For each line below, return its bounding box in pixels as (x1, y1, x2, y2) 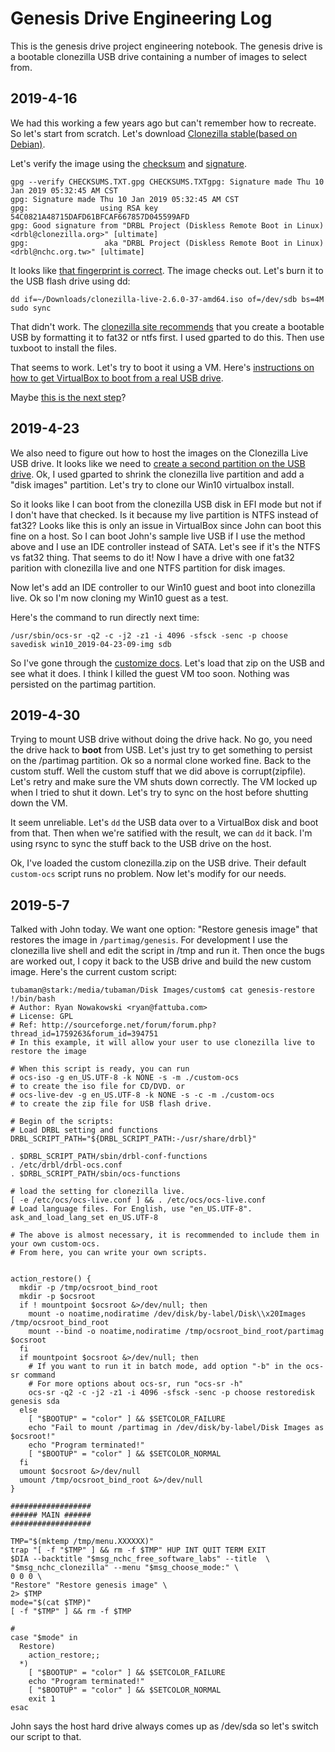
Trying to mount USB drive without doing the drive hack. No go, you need (10, 733, 313, 746)
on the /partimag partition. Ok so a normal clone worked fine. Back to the (10, 755, 312, 767)
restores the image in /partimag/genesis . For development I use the (10, 934, 288, 946)
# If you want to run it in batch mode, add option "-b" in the (28, 1362, 302, 1372)
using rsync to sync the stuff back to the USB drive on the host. (10, 838, 272, 850)
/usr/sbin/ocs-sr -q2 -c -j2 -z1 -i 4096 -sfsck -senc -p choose (10, 630, 288, 641)
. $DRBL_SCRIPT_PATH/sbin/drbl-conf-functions (10, 1152, 208, 1162)
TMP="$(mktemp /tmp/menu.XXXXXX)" (10, 1537, 155, 1547)
